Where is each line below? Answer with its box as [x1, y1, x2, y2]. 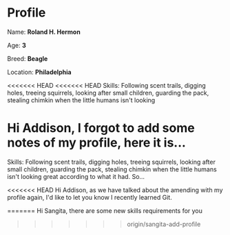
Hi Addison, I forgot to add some [7, 120, 195, 136]
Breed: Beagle [7, 54, 48, 63]
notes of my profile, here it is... [7, 135, 186, 151]
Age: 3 [7, 41, 26, 49]
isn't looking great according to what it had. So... [7, 172, 145, 180]
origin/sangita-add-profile [127, 220, 201, 228]
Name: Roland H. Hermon [7, 28, 81, 36]
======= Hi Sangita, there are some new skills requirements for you [7, 206, 203, 215]
